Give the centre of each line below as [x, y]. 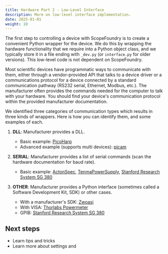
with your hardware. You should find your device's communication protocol [83, 96]
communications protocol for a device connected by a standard [71, 80]
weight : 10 [17, 24]
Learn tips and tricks [34, 241]
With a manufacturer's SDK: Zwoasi [57, 202]
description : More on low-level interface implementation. [68, 15]
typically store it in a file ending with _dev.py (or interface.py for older [78, 54]
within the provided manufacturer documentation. [56, 102]
